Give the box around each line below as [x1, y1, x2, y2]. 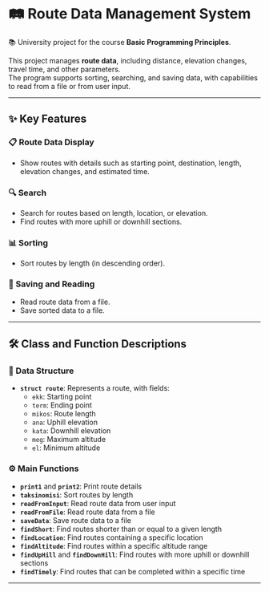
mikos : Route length [31, 409, 96, 419]
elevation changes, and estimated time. [19, 166, 150, 176]
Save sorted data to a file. [19, 305, 106, 315]
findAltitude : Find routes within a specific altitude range [19, 541, 208, 550]
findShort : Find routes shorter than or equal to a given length [19, 524, 223, 533]
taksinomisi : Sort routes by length [19, 489, 134, 500]
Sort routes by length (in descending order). [19, 258, 166, 268]
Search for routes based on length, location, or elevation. [19, 208, 208, 217]
